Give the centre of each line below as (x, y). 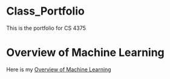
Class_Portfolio (45, 11)
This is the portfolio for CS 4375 (46, 28)
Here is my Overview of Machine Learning (59, 69)
